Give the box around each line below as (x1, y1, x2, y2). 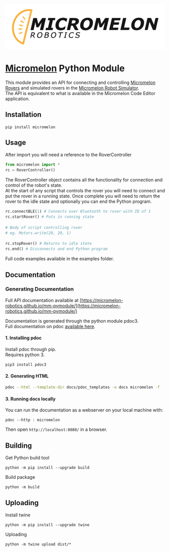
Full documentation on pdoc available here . (5, 323, 95, 329)
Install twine (5, 512, 30, 518)
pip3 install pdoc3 (5, 362, 47, 367)
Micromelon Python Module (5, 63, 125, 74)
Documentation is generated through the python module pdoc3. (5, 317, 139, 324)
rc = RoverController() (5, 167, 56, 173)
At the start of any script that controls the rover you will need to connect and (5, 188, 165, 194)
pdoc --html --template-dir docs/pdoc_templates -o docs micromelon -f (5, 385, 160, 390)
